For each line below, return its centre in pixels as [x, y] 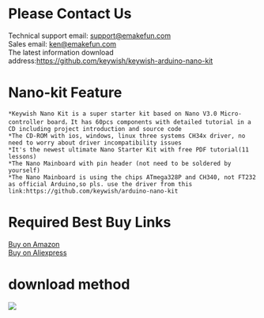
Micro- [231, 114]
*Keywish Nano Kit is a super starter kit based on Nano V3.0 [113, 114]
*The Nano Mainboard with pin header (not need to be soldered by [120, 163]
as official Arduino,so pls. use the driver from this [100, 184]
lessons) [23, 156]
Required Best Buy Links [90, 223]
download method [69, 284]
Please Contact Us [70, 14]
